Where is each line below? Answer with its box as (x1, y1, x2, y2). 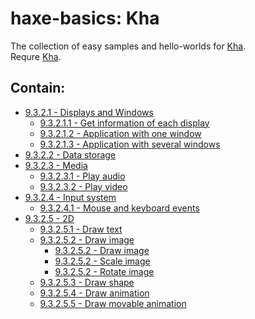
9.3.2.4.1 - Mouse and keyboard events (39, 202, 200, 214)
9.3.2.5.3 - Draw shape (39, 276, 135, 288)
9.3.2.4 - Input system (24, 191, 117, 203)
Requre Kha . (10, 50, 62, 62)
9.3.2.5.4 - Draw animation (39, 287, 150, 299)
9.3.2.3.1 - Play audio (39, 170, 126, 182)
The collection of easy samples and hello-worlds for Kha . (10, 40, 247, 52)
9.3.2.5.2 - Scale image (54, 255, 151, 267)
